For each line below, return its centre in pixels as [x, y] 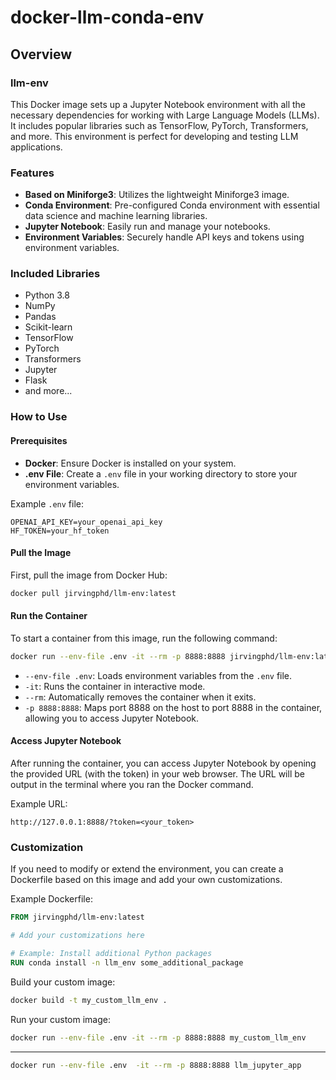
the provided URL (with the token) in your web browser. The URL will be [157, 773]
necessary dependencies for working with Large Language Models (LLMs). [165, 115]
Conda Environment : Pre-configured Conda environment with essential [172, 205]
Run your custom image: [60, 1019]
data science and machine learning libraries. [116, 216]
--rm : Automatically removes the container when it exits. [140, 697]
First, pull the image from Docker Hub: [89, 575]
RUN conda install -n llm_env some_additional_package [127, 962]
